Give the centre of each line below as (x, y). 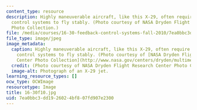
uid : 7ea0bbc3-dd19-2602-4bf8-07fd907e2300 (60, 98)
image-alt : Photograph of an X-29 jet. (60, 71)
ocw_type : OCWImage (30, 82)
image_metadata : (26, 44)
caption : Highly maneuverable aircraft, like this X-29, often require (101, 49)
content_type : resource (35, 11)
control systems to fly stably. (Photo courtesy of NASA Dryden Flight (101, 22)
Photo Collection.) (35, 28)
